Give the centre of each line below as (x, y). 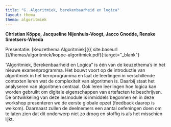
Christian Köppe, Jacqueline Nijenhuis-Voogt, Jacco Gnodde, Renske (80, 34)
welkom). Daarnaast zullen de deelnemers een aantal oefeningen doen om (83, 109)
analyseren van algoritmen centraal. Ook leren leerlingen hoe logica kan (81, 87)
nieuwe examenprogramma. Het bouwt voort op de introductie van (75, 70)
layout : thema (20, 15)
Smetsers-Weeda (24, 39)
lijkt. (10, 119)
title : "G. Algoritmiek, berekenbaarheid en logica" (63, 10)
